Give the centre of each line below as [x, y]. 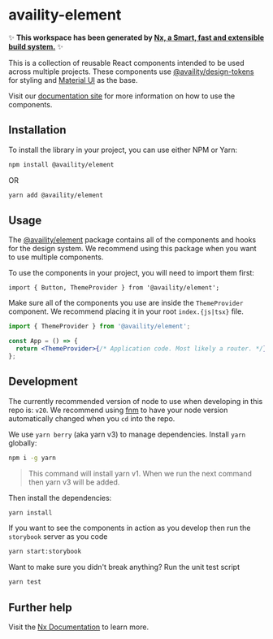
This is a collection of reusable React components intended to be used [126, 63]
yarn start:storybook [45, 552]
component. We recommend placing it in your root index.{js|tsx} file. [126, 311]
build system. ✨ [36, 46]
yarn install [30, 513]
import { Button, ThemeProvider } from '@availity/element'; [114, 288]
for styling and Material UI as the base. [73, 80]
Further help [41, 607]
